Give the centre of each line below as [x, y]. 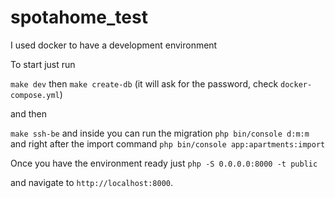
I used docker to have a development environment [114, 45]
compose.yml [35, 95]
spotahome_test [79, 17]
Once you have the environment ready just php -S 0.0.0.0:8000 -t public [164, 163]
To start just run [43, 64]
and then [28, 113]
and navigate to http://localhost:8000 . [91, 182]
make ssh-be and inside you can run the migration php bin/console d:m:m [160, 133]
